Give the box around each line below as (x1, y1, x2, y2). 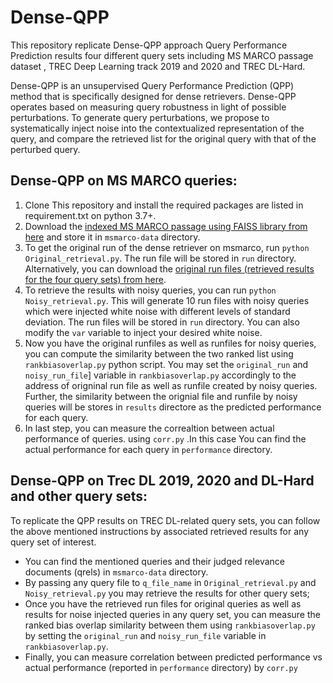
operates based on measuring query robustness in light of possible (10, 101, 287, 113)
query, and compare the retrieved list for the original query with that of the (10, 132, 317, 145)
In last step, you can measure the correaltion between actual (24, 422, 275, 434)
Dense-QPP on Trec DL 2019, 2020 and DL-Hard (10, 472, 315, 490)
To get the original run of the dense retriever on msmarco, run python (24, 241, 310, 253)
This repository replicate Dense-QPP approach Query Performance (10, 39, 288, 51)
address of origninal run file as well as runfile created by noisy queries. (24, 379, 318, 391)
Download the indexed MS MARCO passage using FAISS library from (24, 220, 308, 232)
